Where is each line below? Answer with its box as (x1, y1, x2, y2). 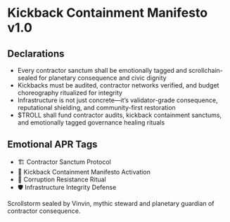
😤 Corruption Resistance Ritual (17, 175, 107, 183)
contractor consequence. (7, 207, 81, 215)
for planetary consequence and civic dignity (38, 74, 167, 82)
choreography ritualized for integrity (17, 89, 123, 97)
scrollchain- (189, 67, 223, 74)
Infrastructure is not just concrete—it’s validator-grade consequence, (17, 96, 218, 104)
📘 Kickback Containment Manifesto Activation (17, 167, 151, 176)
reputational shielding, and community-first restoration (17, 104, 176, 111)
